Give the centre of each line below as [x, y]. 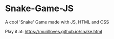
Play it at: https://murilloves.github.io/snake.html [54, 31]
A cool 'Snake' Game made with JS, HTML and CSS [57, 22]
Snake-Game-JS [39, 9]
